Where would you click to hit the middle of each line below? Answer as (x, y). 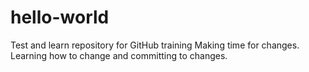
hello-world (60, 17)
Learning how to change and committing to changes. (119, 55)
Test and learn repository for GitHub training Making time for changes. (155, 45)
